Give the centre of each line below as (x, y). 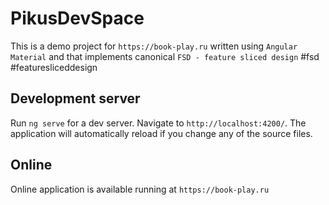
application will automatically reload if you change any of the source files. (161, 133)
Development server (75, 98)
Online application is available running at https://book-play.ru (140, 189)
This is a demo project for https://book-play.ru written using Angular (154, 46)
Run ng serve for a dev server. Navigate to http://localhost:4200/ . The (158, 123)
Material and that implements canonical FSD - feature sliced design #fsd (165, 56)
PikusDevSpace (77, 18)
